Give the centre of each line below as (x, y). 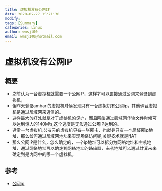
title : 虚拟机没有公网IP (27, 9)
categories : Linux (24, 28)
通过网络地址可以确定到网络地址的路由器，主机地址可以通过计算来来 (89, 148)
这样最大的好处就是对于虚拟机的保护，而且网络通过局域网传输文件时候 (82, 118)
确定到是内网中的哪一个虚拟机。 (44, 154)
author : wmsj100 (21, 32)
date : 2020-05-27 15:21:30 (32, 14)
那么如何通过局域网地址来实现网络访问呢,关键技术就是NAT (79, 136)
